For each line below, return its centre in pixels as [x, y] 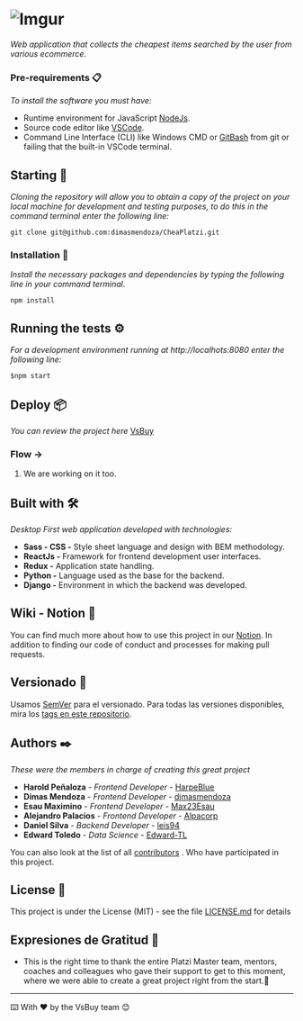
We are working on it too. [70, 474]
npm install [32, 301]
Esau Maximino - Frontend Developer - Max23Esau [119, 806]
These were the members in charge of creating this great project [130, 769]
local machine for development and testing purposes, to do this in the [139, 206]
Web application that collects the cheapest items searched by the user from [151, 44]
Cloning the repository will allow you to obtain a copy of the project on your [150, 197]
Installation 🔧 [40, 255]
